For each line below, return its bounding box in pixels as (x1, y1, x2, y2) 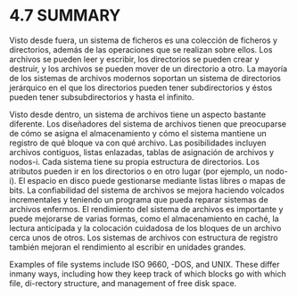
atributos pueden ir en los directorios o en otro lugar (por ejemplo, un (9, 166, 264, 177)
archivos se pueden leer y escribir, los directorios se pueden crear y (9, 54, 260, 64)
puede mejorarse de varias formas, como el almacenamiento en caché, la (9, 213, 279, 224)
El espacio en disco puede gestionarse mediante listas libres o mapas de (18, 175, 286, 186)
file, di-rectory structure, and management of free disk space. (9, 277, 237, 288)
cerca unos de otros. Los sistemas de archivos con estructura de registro (9, 232, 278, 243)
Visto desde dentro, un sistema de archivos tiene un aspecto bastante (9, 109, 266, 120)
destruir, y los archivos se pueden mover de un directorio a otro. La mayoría (9, 63, 288, 74)
